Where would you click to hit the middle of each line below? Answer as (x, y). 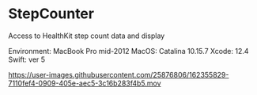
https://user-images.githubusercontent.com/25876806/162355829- (119, 74)
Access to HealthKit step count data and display (87, 36)
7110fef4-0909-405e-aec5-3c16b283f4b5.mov (85, 83)
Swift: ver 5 (27, 59)
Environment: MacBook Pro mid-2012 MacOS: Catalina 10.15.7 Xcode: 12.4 (128, 51)
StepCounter (51, 14)
